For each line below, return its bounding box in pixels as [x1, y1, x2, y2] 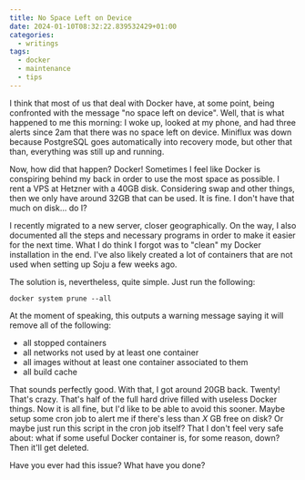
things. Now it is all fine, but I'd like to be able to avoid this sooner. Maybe [9, 403, 285, 414]
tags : [9, 47, 30, 56]
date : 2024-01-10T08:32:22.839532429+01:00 [9, 22, 178, 31]
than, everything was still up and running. [9, 146, 165, 157]
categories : [9, 30, 55, 39]
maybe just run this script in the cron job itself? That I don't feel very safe [9, 423, 284, 434]
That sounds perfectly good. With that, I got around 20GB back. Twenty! [9, 383, 280, 394]
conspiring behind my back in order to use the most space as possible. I [9, 173, 280, 184]
